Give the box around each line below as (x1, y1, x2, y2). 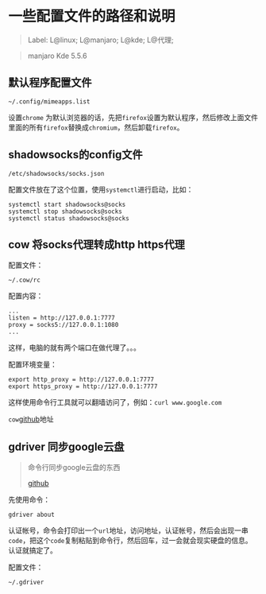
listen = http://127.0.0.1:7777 (8, 314, 115, 322)
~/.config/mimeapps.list (8, 97, 91, 106)
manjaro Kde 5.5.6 (27, 51, 87, 60)
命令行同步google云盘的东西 (27, 463, 121, 472)
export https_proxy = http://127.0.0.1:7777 (8, 382, 158, 390)
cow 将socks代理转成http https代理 (8, 238, 185, 251)
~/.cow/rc (8, 276, 41, 285)
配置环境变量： (8, 359, 57, 370)
